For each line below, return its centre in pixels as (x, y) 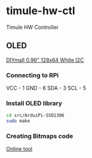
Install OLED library (34, 103)
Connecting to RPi (32, 75)
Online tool (19, 149)
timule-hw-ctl (41, 11)
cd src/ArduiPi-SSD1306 (35, 116)
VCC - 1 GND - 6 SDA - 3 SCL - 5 (46, 88)
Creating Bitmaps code (40, 136)
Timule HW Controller (32, 27)
